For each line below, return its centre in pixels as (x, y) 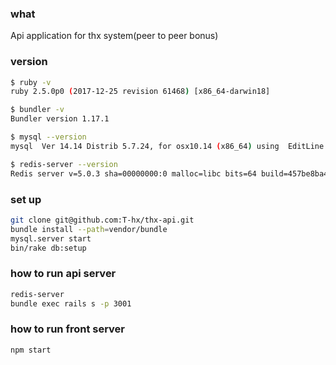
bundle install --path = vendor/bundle (89, 229)
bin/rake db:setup (48, 248)
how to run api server (63, 274)
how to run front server (68, 329)
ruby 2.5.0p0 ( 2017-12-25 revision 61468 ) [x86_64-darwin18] (140, 92)
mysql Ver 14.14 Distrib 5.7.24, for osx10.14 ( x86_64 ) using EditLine (167, 146)
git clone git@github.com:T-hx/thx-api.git (102, 220)
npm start (31, 350)
